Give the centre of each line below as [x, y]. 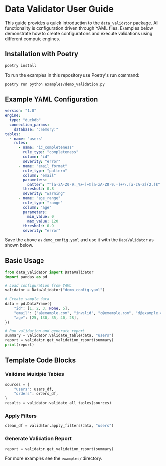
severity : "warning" [44, 194]
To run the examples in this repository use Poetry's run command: [72, 75]
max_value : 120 [42, 221]
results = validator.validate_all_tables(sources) [58, 403]
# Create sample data [27, 299]
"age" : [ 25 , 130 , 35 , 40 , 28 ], [46, 318]
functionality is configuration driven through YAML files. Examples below [79, 28]
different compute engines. [33, 39]
